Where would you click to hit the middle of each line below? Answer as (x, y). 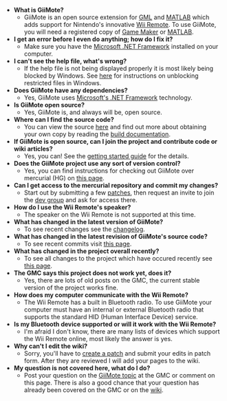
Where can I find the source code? (64, 119)
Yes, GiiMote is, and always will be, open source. (93, 112)
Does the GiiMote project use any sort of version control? (97, 163)
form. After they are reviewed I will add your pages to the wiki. (112, 361)
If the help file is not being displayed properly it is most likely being (119, 68)
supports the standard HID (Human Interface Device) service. (111, 317)
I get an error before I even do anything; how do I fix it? (93, 39)
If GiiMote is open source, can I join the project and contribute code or (116, 141)
